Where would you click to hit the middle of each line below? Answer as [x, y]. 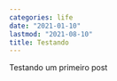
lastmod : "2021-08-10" [51, 34]
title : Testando [39, 42]
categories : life [41, 17]
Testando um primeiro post [58, 68]
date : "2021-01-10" [45, 26]
